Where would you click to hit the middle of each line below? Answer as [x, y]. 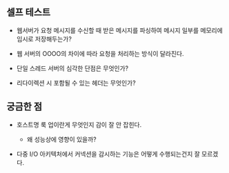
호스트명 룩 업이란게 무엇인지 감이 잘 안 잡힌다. [79, 124]
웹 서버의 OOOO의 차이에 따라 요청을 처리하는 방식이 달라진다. [100, 53]
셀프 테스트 [29, 12]
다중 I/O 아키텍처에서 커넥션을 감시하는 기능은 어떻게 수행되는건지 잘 [108, 154]
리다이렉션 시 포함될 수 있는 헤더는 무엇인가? [76, 83]
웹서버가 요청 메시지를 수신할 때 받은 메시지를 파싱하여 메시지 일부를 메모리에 [120, 30]
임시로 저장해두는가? [44, 39]
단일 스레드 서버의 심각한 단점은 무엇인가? [72, 68]
